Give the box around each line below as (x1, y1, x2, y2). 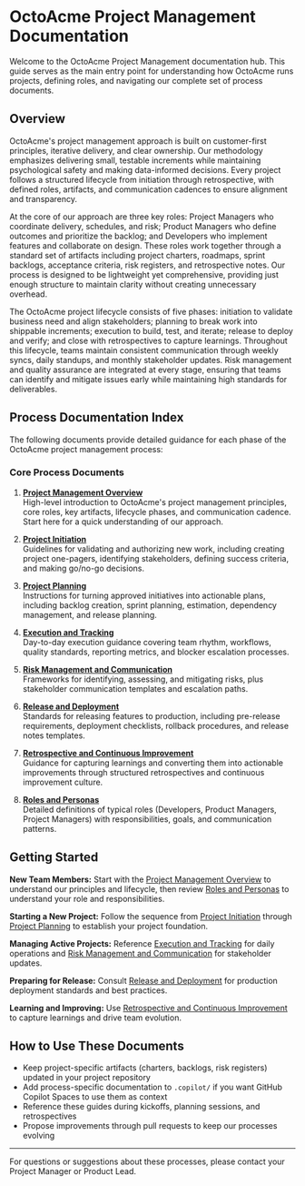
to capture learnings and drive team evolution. (9, 1012, 182, 1023)
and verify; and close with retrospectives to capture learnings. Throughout (9, 335, 288, 346)
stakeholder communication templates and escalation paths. (22, 683, 249, 694)
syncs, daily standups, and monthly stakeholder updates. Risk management (9, 354, 292, 365)
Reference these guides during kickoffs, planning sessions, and (22, 1101, 261, 1112)
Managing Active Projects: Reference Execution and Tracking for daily (9, 938, 275, 948)
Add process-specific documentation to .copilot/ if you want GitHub (22, 1081, 283, 1093)
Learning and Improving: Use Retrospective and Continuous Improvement (9, 1002, 288, 1013)
